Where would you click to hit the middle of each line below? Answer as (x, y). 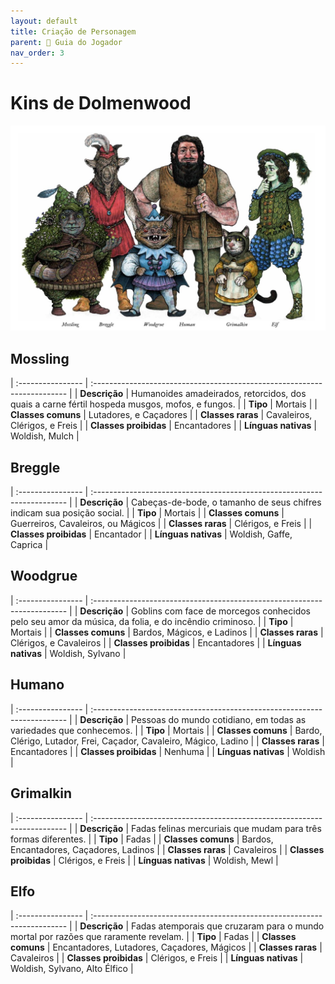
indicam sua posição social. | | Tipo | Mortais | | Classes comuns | (147, 513)
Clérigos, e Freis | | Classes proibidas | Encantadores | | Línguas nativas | (163, 426)
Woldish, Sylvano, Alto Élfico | (72, 969)
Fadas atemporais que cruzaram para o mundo (227, 926)
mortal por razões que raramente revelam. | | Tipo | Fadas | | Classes (153, 937)
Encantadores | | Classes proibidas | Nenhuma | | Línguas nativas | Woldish (168, 751)
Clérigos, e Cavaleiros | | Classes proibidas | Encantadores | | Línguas (156, 642)
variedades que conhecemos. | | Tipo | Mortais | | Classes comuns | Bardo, (166, 730)
